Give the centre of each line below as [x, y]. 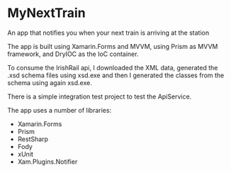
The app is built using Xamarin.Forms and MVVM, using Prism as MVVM [113, 46]
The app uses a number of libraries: [60, 110]
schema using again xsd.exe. [50, 82]
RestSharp [33, 139]
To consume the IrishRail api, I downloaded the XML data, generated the [113, 67]
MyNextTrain [47, 13]
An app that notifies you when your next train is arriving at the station [108, 33]
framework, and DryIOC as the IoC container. [73, 54]
